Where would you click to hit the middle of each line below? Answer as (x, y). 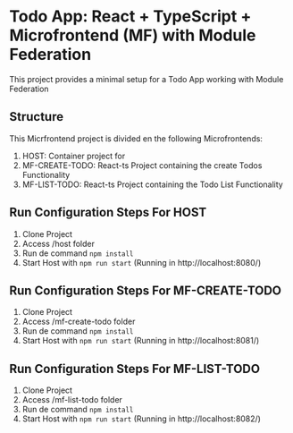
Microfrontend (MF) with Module (133, 35)
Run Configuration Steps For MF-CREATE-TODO (146, 290)
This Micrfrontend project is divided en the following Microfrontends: (136, 138)
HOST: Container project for (74, 156)
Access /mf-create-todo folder (79, 322)
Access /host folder (59, 243)
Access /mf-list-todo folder (72, 400)
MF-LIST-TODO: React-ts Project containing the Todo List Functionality (152, 184)
